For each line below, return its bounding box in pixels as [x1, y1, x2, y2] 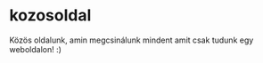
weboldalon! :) [9, 43, 62, 54]
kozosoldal [9, 5, 92, 26]
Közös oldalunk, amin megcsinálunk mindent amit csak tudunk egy [9, 35, 254, 45]
